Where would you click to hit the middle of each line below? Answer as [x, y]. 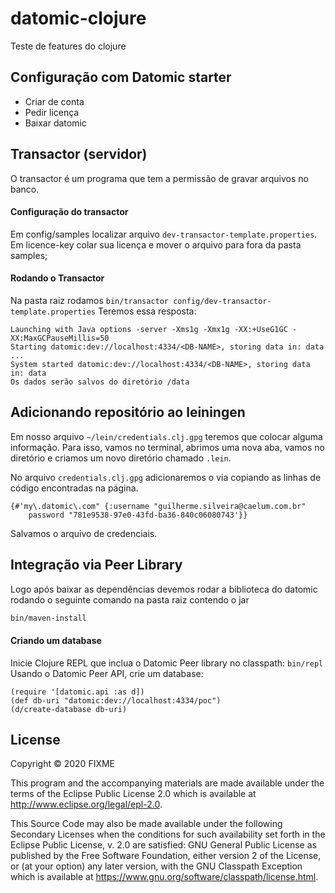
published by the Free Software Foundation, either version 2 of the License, [166, 856]
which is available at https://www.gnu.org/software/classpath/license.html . [164, 877]
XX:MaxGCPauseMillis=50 [60, 338]
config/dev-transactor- [222, 301]
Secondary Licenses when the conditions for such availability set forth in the [168, 834]
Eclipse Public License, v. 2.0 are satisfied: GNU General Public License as [163, 845]
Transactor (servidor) [79, 154]
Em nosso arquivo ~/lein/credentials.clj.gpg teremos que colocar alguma [166, 436]
